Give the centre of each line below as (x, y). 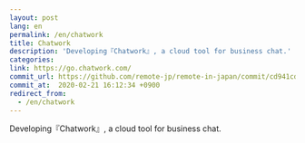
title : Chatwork (40, 43)
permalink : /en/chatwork (56, 34)
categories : (32, 60)
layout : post (34, 18)
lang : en (26, 26)
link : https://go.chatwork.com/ (70, 69)
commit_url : (32, 77)
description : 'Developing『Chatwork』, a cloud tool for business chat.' (151, 52)
